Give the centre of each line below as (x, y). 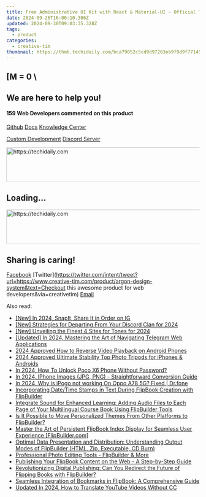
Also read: (19, 306)
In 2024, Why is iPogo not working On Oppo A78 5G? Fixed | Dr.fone (101, 383)
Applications (31, 344)
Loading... (26, 198)
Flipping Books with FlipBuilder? (55, 475)
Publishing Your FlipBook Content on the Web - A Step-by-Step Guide (103, 461)
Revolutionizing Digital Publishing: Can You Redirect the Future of (97, 468)
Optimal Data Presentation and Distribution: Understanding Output (99, 442)
